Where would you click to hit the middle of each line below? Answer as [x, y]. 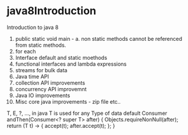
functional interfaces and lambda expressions [71, 64]
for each [25, 51]
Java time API [32, 76]
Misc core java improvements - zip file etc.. [68, 101]
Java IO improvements [43, 95]
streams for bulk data [41, 70]
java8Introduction [51, 11]
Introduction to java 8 [33, 27]
